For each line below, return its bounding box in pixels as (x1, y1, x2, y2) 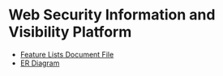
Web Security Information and (8, 6, 216, 24)
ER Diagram (19, 58, 60, 68)
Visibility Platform (8, 23, 132, 41)
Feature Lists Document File (19, 49, 114, 59)
